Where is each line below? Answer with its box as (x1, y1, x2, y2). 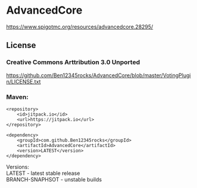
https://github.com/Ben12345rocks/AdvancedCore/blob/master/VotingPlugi (6, 72, 191, 79)
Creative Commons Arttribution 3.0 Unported (6, 58, 140, 66)
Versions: (6, 163, 30, 170)
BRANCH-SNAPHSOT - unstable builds (6, 176, 102, 183)
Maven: (6, 93, 29, 101)
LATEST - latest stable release (6, 170, 80, 177)
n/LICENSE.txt (6, 78, 41, 85)
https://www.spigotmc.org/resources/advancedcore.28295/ (6, 23, 154, 30)
